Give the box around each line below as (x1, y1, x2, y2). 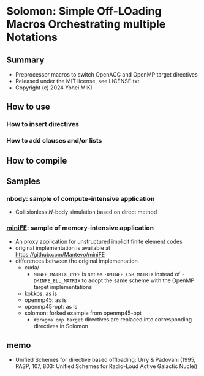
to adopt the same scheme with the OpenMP (81, 277, 195, 284)
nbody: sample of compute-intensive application (6, 194, 155, 203)
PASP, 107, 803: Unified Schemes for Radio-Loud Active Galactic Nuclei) (15, 363, 198, 370)
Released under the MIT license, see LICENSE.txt (15, 78, 140, 85)
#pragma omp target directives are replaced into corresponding (33, 315, 192, 323)
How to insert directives (6, 120, 80, 129)
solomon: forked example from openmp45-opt (24, 309, 142, 317)
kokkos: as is (24, 290, 58, 297)
